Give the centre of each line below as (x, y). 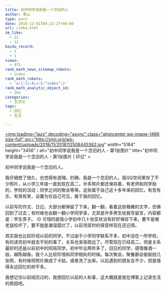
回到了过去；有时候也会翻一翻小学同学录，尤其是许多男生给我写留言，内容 (81, 213)
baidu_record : (20, 47)
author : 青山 (18, 14)
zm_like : (14, 33)
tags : (11, 106)
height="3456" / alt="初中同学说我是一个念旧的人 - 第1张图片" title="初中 (79, 150)
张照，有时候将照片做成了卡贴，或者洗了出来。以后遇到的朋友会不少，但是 (81, 260)
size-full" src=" (21, 139)
